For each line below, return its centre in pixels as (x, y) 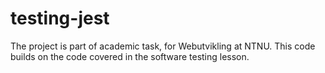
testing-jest (60, 18)
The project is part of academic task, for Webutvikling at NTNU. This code (163, 46)
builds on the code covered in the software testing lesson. (130, 56)
